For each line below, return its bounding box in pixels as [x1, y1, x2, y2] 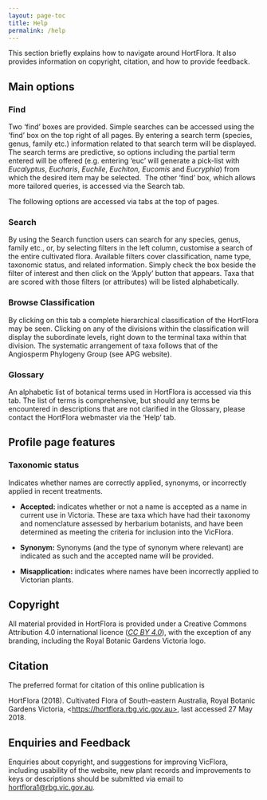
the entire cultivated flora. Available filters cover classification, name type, [8, 252, 252, 262]
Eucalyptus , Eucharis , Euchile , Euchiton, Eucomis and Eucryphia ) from [8, 164, 241, 174]
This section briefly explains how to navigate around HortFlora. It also [8, 49, 237, 58]
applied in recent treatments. [8, 486, 104, 495]
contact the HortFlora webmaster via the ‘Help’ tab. [8, 412, 177, 422]
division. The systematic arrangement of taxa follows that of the [8, 341, 218, 350]
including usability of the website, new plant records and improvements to [8, 766, 251, 775]
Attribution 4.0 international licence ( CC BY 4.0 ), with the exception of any [8, 628, 252, 637]
